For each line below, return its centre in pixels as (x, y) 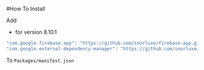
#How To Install (26, 9)
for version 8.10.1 (36, 32)
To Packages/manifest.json (40, 60)
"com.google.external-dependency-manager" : (62, 49)
